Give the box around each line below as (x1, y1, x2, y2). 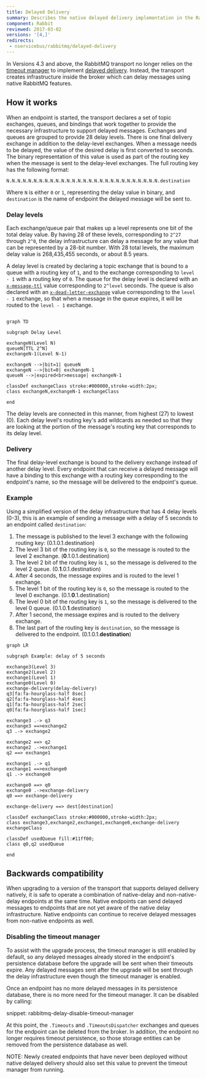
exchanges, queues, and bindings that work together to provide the (6, 120, 177, 128)
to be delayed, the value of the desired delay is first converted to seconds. (6, 146, 194, 153)
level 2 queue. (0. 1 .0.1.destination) (15, 565, 101, 573)
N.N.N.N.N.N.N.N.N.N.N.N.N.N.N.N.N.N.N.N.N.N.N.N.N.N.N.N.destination (6, 177, 191, 184)
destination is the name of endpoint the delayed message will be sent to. (6, 195, 192, 203)
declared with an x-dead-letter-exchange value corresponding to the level (6, 288, 196, 295)
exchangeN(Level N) (6, 340, 56, 346)
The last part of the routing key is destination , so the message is (15, 624, 180, 631)
